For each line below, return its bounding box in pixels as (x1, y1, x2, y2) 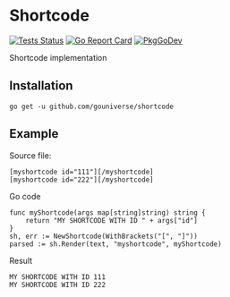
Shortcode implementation (9, 52, 107, 63)
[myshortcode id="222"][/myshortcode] (9, 175, 154, 184)
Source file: (9, 149, 52, 161)
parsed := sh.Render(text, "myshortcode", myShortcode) (9, 239, 222, 249)
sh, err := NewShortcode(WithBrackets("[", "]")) (9, 232, 199, 241)
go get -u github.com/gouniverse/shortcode (9, 102, 175, 111)
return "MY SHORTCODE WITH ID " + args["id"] (25, 216, 199, 225)
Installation (9, 78, 73, 94)
